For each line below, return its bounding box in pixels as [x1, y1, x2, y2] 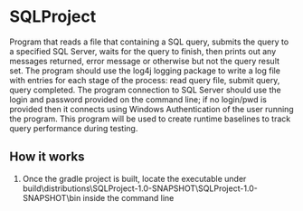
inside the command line [82, 192, 175, 203]
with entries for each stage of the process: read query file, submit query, [9, 74, 280, 85]
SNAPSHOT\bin [22, 192, 81, 203]
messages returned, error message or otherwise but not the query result [9, 55, 280, 66]
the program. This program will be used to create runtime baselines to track [9, 113, 291, 124]
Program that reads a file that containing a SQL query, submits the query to [9, 36, 289, 47]
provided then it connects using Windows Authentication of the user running [9, 103, 294, 114]
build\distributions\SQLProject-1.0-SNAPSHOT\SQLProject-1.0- [22, 183, 258, 194]
